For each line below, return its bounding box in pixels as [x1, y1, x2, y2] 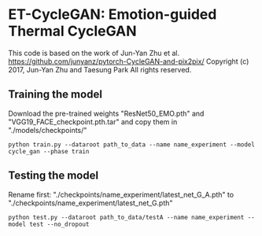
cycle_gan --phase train [8, 147, 90, 155]
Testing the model [8, 169, 99, 183]
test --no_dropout [28, 220, 90, 228]
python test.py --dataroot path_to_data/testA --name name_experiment [8, 213, 245, 221]
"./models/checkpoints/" [8, 125, 87, 135]
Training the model [8, 88, 102, 101]
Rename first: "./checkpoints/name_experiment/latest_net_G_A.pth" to [8, 190, 234, 199]
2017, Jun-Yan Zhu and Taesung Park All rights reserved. [8, 65, 192, 74]
